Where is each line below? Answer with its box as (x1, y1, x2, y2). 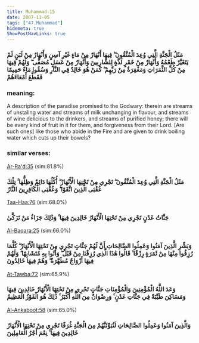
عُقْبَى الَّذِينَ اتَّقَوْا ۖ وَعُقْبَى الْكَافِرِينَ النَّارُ (7, 185, 102, 193)
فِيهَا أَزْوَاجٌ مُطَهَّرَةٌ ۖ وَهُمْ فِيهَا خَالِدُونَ (7, 257, 94, 265)
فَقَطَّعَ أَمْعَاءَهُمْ (7, 73, 43, 81)
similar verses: (7, 149, 51, 157)
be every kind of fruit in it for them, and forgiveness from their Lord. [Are (7, 122, 185, 129)
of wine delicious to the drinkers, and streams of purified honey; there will (7, 115, 188, 122)
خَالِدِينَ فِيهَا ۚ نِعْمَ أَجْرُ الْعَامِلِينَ (7, 329, 79, 337)
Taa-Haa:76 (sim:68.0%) (7, 198, 67, 206)
